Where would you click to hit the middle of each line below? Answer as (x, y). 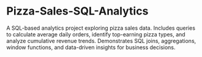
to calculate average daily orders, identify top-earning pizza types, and (96, 34)
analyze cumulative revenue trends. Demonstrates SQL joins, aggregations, (101, 41)
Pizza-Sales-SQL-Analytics (77, 11)
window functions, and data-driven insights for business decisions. (91, 47)
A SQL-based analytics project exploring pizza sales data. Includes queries (101, 28)
